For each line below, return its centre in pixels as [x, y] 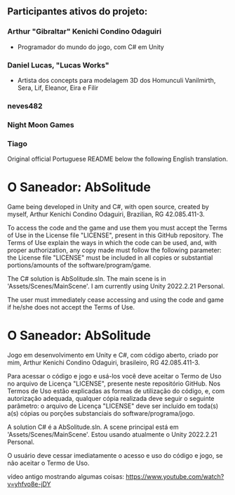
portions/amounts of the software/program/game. [79, 265]
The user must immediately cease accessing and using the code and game [116, 300]
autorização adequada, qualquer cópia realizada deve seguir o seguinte [111, 398]
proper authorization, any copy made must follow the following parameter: [115, 250]
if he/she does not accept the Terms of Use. [71, 308]
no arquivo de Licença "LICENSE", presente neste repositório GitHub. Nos [114, 383]
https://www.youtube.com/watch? [175, 476]
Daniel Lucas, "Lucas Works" [59, 65]
